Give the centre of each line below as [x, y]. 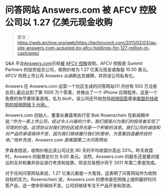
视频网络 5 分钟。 [31, 105]
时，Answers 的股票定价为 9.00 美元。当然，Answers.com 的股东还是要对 [80, 156]
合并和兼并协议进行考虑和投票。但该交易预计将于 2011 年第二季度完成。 [86, 162]
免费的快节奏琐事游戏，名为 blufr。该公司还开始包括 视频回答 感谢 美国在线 [80, 98]
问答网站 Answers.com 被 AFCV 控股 [81, 10]
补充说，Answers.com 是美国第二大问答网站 [63, 140]
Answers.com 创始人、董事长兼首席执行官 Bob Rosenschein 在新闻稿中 [77, 115]
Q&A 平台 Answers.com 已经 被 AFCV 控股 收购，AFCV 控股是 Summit [74, 63]
